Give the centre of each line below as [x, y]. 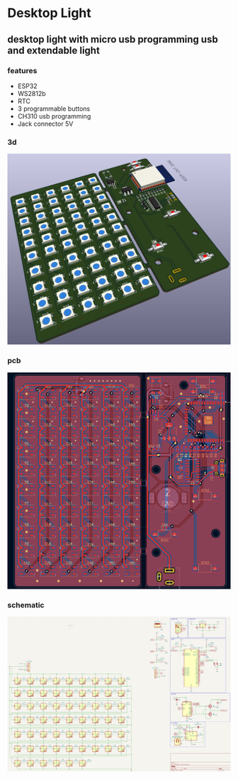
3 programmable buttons [54, 109]
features [22, 70]
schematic [26, 605]
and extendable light [54, 50]
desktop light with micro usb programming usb [113, 39]
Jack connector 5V [45, 124]
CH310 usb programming [54, 116]
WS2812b [32, 93]
